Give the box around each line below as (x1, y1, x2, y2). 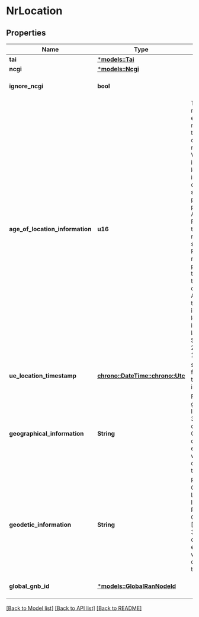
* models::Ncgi (97, 65, 139, 73)
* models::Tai (97, 55, 134, 63)
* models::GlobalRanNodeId (97, 582, 176, 590)
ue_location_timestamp (9, 372, 77, 380)
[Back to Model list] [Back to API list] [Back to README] (6, 605, 142, 612)
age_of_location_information (9, 225, 92, 233)
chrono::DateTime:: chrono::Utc (97, 372, 185, 380)
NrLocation (6, 4, 63, 18)
